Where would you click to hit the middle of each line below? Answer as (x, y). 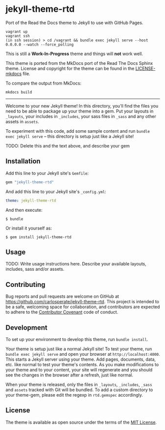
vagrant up (17, 31)
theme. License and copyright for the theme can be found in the (70, 68)
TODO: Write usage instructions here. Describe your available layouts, (76, 264)
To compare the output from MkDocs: (44, 83)
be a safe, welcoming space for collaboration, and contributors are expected (83, 307)
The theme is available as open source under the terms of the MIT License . (81, 422)
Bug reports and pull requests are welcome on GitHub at (62, 296)
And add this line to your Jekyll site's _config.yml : (56, 191)
